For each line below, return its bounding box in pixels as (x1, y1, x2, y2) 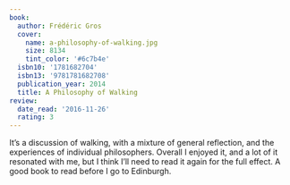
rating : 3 (17, 113, 54, 122)
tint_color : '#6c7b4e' (25, 55, 110, 63)
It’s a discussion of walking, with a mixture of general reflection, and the (9, 138, 275, 148)
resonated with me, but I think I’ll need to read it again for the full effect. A (9, 156, 281, 167)
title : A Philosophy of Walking (17, 88, 139, 97)
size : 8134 (25, 46, 66, 55)
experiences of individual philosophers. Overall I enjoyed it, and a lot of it (9, 147, 278, 157)
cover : (17, 29, 42, 38)
